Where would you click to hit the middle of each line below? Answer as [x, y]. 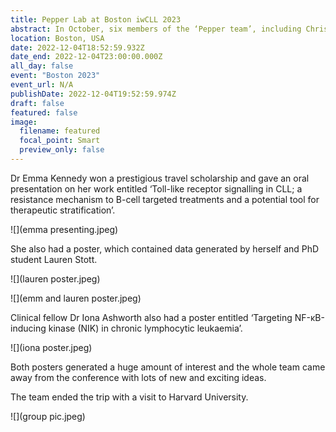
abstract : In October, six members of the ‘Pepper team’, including [156, 29]
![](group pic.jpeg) [48, 416]
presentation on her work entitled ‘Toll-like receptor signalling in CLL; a [156, 188]
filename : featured [60, 131]
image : [24, 122]
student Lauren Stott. [54, 259]
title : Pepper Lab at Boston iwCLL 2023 [96, 19]
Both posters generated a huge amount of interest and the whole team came [168, 367]
